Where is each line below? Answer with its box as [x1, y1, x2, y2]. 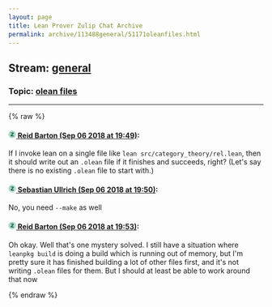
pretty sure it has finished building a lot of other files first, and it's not [8, 257, 240, 266]
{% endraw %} [8, 290, 58, 300]
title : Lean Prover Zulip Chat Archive [8, 21, 143, 30]
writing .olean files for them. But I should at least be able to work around [8, 266, 251, 275]
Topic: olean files [8, 85, 78, 96]
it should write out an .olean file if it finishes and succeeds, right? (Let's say [8, 157, 261, 167]
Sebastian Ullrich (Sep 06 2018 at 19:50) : [17, 185, 159, 194]
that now [8, 274, 38, 284]
